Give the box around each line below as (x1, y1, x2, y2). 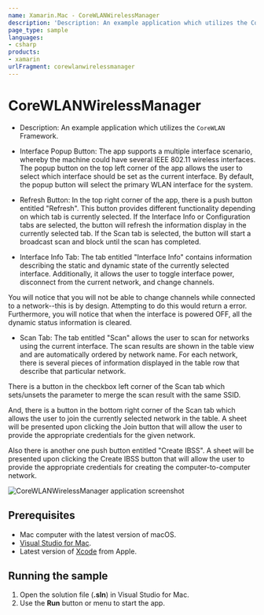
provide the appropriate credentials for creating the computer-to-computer (8, 462, 251, 472)
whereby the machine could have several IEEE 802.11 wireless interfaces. (19, 154, 256, 164)
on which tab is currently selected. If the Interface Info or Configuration (19, 212, 251, 221)
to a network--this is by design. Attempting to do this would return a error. (8, 301, 247, 310)
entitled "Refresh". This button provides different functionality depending (19, 203, 256, 213)
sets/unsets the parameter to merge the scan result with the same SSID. (8, 390, 241, 399)
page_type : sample (8, 26, 68, 34)
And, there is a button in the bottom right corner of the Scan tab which (8, 405, 236, 414)
